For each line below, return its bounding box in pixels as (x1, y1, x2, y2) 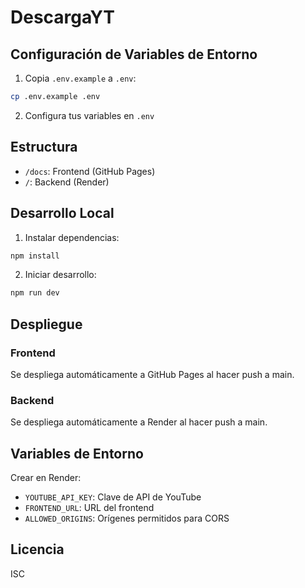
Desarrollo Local (10, 205, 115, 222)
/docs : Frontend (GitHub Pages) (24, 165, 156, 177)
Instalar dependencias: (24, 231, 120, 243)
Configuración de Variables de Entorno (10, 46, 258, 63)
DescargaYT (10, 6, 115, 29)
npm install (10, 251, 60, 261)
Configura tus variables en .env (24, 109, 155, 121)
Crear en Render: (10, 472, 82, 484)
